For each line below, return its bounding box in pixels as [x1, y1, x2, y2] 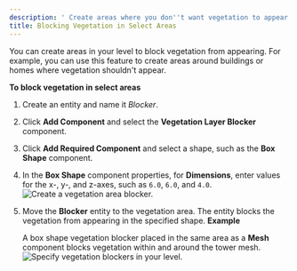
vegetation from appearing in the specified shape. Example [21, 215, 240, 226]
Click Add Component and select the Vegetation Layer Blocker [21, 116, 256, 127]
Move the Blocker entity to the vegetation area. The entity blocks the [21, 205, 276, 216]
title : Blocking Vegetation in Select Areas [9, 21, 177, 30]
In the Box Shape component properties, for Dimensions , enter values [21, 170, 281, 180]
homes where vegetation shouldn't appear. [9, 64, 166, 76]
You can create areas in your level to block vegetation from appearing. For [9, 45, 282, 56]
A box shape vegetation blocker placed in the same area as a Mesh [21, 232, 269, 243]
